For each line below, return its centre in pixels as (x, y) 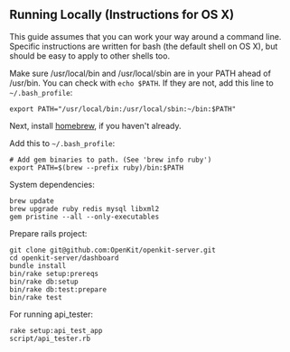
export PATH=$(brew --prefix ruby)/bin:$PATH (96, 167)
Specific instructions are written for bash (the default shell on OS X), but (144, 46)
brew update (32, 201)
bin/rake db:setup (44, 282)
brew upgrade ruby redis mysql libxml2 (84, 208)
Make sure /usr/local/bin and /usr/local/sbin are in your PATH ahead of (140, 73)
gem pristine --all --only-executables (84, 217)
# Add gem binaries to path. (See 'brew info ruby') (111, 160)
